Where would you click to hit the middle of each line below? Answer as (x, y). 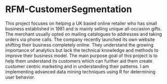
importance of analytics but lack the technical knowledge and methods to (82, 50)
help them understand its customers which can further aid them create (79, 61)
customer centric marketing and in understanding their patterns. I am (77, 66)
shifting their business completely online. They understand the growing (79, 45)
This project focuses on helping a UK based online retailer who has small (81, 23)
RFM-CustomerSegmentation (69, 9)
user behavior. (20, 77)
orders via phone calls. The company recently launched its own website (80, 39)
